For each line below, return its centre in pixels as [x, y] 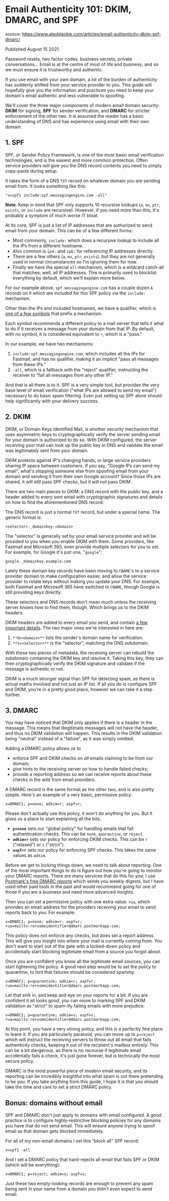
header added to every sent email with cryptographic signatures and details [84, 497]
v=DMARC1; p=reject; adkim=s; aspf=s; [46, 1174]
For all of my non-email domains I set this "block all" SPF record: [72, 1141]
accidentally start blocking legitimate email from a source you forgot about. [83, 952]
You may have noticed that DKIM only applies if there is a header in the [79, 722]
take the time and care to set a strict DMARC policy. [59, 1087]
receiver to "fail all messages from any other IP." [63, 375]
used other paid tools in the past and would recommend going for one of [81, 886]
